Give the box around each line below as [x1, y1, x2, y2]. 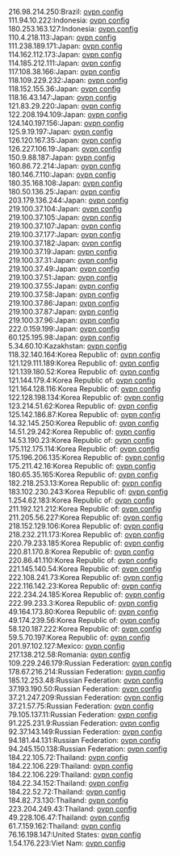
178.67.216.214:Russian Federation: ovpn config [8, 667, 165, 676]
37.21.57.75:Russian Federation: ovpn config [8, 701, 154, 711]
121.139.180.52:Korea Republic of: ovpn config [8, 367, 160, 376]
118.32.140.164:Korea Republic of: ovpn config [8, 350, 161, 359]
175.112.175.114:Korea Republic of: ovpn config [8, 444, 160, 453]
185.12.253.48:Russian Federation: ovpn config [8, 675, 164, 685]
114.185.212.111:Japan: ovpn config [8, 58, 122, 68]
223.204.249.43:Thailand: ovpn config [8, 804, 137, 813]
